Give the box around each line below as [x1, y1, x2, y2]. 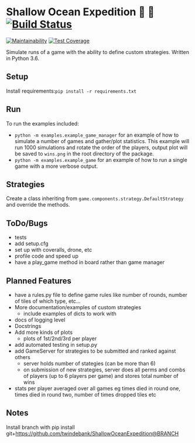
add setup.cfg [14, 240, 49, 247]
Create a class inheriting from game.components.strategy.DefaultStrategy [6, 195, 184, 202]
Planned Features [6, 276, 72, 286]
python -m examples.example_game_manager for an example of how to [14, 131, 179, 138]
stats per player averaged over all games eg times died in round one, [14, 385, 180, 392]
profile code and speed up [14, 252, 79, 260]
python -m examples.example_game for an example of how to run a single [14, 156, 187, 163]
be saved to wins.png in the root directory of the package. [14, 150, 154, 157]
